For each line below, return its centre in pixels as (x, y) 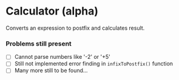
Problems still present (39, 44)
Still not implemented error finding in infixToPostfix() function (94, 64)
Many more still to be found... (51, 70)
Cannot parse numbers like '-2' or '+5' (62, 57)
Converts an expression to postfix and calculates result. (75, 28)
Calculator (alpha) (52, 11)
